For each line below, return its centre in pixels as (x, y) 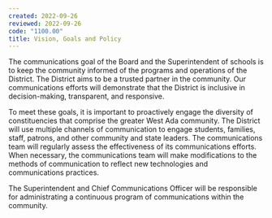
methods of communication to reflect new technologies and (108, 164)
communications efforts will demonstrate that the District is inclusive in (127, 88)
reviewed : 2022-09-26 (45, 24)
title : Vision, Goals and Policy (65, 39)
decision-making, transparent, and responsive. (86, 96)
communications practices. (54, 172)
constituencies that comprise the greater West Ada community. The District (134, 121)
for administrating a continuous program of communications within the (126, 197)
